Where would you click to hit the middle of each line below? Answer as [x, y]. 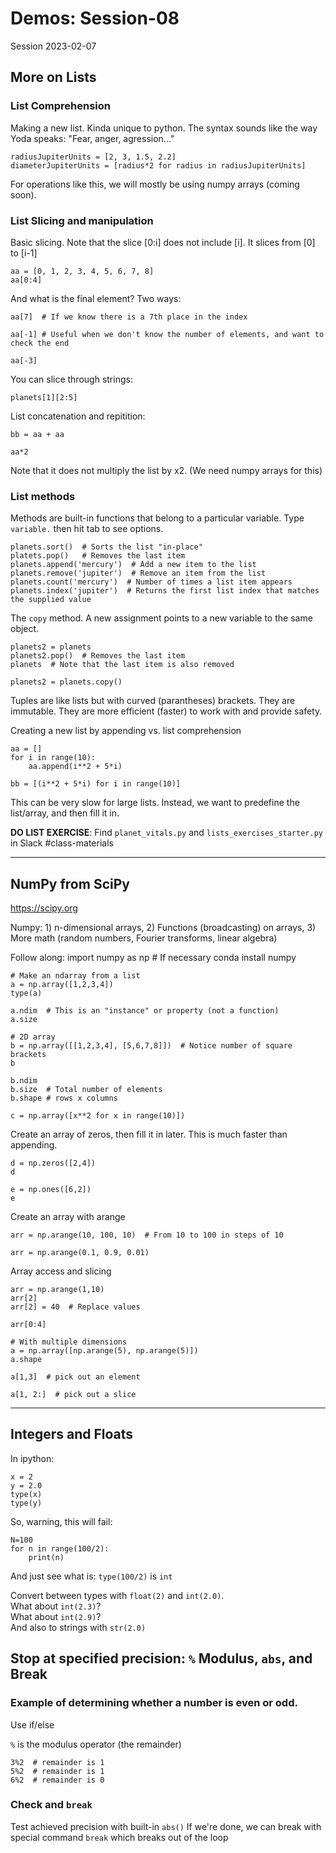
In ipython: [32, 1458]
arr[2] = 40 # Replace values [75, 1307]
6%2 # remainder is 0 [57, 1780]
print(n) [46, 1557]
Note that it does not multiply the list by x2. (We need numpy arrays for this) [166, 470]
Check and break [51, 1805]
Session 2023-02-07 [53, 46]
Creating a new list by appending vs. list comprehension [126, 731]
